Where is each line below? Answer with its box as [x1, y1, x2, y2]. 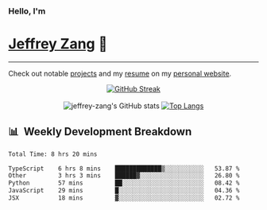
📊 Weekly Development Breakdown [8, 125, 192, 138]
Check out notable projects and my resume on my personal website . [8, 68, 232, 78]
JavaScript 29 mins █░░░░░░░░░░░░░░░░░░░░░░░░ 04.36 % [8, 187, 240, 195]
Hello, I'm [8, 6, 46, 17]
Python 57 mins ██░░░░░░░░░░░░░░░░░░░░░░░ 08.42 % [8, 179, 240, 188]
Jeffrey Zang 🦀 [8, 35, 108, 53]
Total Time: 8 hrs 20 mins [8, 150, 98, 158]
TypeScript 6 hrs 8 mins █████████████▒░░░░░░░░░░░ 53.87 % [8, 165, 240, 173]
